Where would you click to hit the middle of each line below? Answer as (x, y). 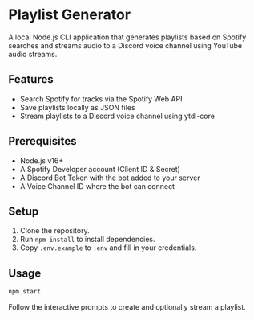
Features (31, 79)
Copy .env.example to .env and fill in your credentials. (108, 248)
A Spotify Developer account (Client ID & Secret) (100, 169)
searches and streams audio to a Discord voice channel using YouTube (125, 45)
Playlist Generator (69, 15)
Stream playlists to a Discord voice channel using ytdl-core (117, 116)
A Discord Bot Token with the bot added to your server (110, 178)
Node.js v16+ (42, 160)
